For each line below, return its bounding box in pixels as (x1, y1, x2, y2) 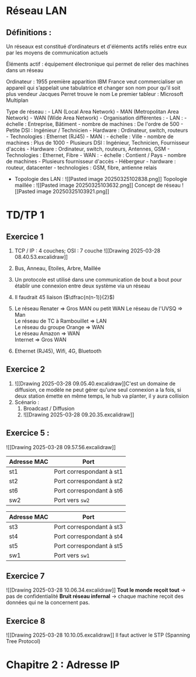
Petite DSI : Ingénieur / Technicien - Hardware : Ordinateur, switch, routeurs (6, 127, 188, 134)
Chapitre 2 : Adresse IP (6, 658, 120, 672)
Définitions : (6, 28, 51, 37)
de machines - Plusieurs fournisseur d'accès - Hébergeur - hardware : (6, 158, 176, 165)
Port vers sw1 (54, 551, 90, 559)
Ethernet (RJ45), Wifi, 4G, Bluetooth (14, 347, 102, 354)
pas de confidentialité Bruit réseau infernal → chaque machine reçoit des (6, 593, 184, 600)
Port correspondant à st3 (54, 522, 123, 531)
